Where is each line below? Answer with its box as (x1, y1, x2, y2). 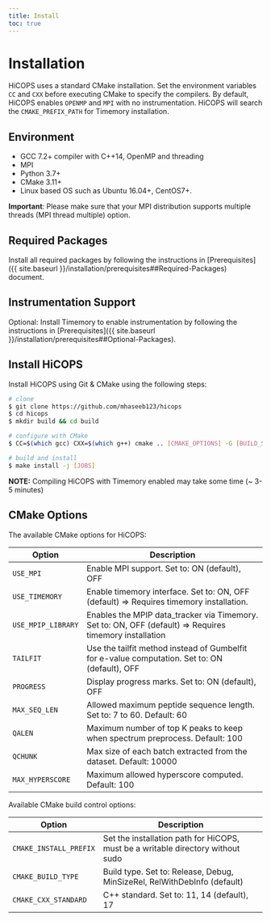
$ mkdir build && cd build (8, 417, 99, 425)
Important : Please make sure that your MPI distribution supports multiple (8, 201, 252, 211)
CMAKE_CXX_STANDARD (12, 895, 87, 904)
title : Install (8, 11, 60, 20)
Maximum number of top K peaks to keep (85, 722, 244, 733)
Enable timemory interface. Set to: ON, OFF (85, 585, 250, 597)
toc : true (8, 19, 42, 27)
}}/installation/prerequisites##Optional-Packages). (8, 334, 176, 344)
